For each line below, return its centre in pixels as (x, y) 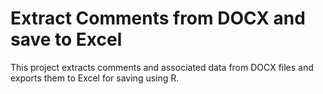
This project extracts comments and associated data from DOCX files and (162, 67)
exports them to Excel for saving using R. (95, 78)
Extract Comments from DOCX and (158, 18)
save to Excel (66, 39)
